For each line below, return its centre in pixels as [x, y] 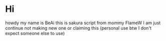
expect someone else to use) [35, 33]
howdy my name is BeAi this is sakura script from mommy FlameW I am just [83, 23]
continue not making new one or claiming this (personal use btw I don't [78, 28]
